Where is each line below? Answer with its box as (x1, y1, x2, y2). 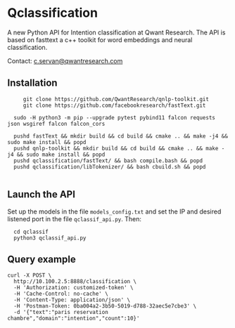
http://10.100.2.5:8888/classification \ (13, 278, 137, 285)
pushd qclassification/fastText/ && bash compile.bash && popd (13, 157, 203, 164)
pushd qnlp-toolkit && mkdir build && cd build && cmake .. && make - (13, 145, 225, 152)
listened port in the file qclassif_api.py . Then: (7, 214, 142, 223)
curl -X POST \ (7, 272, 52, 279)
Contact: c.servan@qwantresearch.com (7, 56, 123, 65)
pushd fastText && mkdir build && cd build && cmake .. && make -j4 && (13, 132, 229, 140)
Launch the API (7, 188, 76, 201)
